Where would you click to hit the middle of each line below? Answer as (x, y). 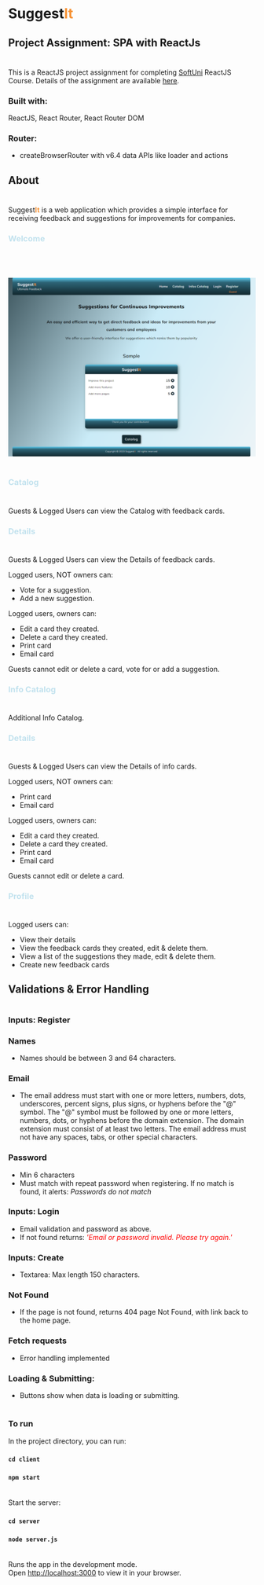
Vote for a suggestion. (55, 589)
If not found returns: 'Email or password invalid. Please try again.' (126, 1237)
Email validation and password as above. (85, 1229)
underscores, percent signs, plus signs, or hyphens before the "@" (128, 1104)
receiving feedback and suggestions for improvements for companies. (122, 218)
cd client (24, 1460)
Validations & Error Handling (79, 990)
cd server (24, 1521)
